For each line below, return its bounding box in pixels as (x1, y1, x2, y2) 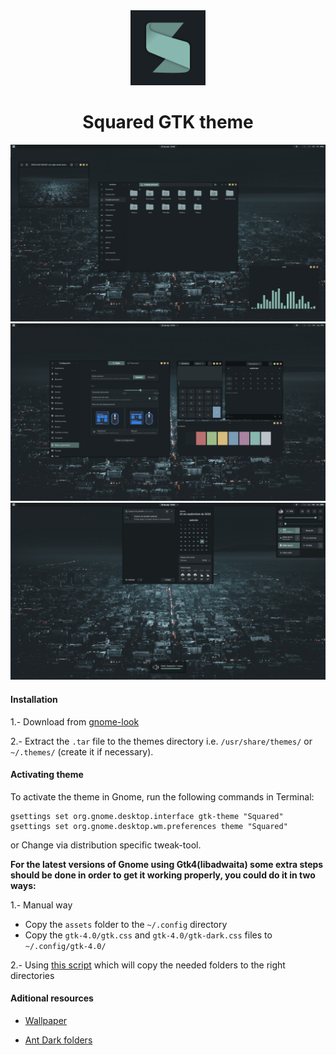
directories (10, 969, 55, 981)
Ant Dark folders (24, 1034, 93, 1046)
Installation (10, 694, 58, 706)
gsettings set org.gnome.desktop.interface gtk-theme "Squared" (10, 811, 284, 821)
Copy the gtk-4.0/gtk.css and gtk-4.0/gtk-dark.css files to (24, 929, 273, 941)
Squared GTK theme (82, 111, 254, 134)
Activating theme (10, 769, 84, 781)
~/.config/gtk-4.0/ (24, 941, 107, 951)
